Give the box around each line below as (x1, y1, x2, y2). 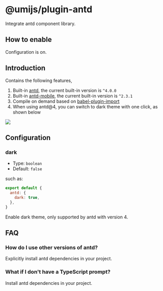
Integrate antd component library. (5, 20, 76, 27)
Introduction (5, 64, 46, 73)
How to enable (5, 35, 52, 44)
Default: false (12, 166, 42, 172)
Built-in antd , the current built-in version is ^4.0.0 (12, 87, 117, 93)
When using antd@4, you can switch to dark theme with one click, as (12, 103, 158, 109)
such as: (5, 175, 23, 182)
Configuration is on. (5, 49, 47, 55)
